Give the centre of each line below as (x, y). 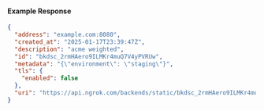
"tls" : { (29, 71)
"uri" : (25, 93)
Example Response (39, 11)
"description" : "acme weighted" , (69, 49)
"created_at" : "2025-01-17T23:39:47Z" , (80, 42)
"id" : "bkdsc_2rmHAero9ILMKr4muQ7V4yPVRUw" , (89, 56)
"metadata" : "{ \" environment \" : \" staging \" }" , (94, 64)
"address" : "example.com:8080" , (68, 35)
